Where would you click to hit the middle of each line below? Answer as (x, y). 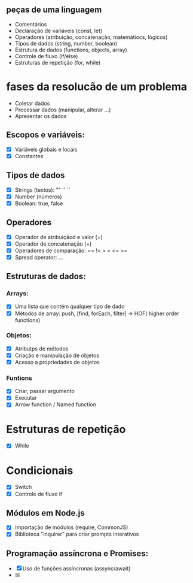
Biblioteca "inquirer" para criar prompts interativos (77, 534)
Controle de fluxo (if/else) (46, 56)
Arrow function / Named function (56, 404)
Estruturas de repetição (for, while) (58, 62)
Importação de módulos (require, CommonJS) (71, 527)
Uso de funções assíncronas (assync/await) (76, 569)
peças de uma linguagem (54, 10)
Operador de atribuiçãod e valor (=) (59, 237)
